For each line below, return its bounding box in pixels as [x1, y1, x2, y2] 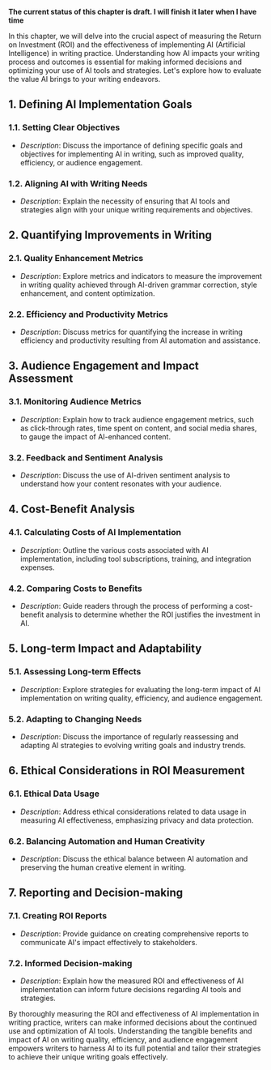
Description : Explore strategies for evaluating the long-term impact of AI [19, 684, 261, 694]
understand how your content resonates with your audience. [19, 478, 222, 489]
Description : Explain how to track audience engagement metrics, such [19, 414, 255, 424]
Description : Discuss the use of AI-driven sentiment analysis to [19, 470, 231, 480]
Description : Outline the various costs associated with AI [19, 545, 209, 554]
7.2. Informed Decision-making [8, 957, 133, 969]
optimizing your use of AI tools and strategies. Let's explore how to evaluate [8, 66, 261, 75]
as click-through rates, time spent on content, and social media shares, [19, 423, 257, 433]
